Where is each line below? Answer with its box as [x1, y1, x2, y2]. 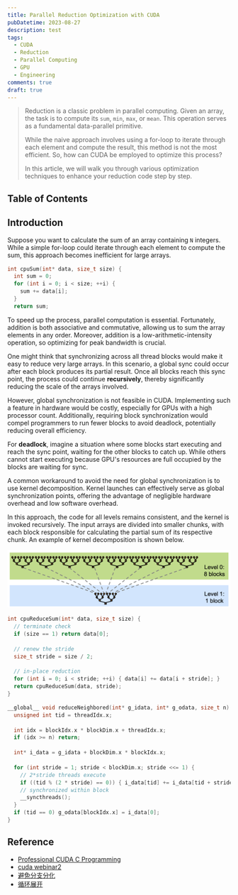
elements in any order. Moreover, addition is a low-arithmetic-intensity [7, 330, 212, 339]
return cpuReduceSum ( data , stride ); [13, 683, 122, 690]
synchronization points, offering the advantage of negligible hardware [7, 491, 211, 500]
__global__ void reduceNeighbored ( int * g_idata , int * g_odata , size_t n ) [7, 704, 230, 711]
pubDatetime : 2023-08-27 [7, 18, 81, 26]
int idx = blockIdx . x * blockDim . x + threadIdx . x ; [13, 727, 166, 734]
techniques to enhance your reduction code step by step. [24, 172, 193, 180]
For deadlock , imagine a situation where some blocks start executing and [7, 440, 222, 448]
